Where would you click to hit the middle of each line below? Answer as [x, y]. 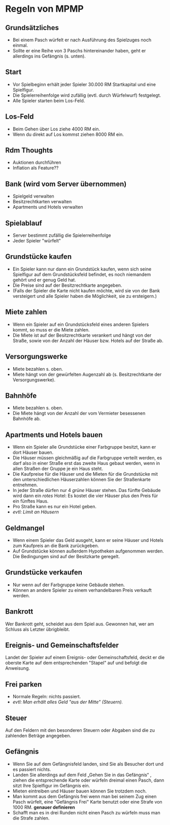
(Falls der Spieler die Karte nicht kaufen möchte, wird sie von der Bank [86, 290]
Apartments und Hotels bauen [54, 435]
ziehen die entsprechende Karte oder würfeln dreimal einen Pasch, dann [88, 780]
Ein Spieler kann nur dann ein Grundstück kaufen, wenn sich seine [82, 269]
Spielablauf [24, 223]
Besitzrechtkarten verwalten [42, 202]
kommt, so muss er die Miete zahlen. [51, 329]
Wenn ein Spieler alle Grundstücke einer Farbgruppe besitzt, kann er [84, 447]
